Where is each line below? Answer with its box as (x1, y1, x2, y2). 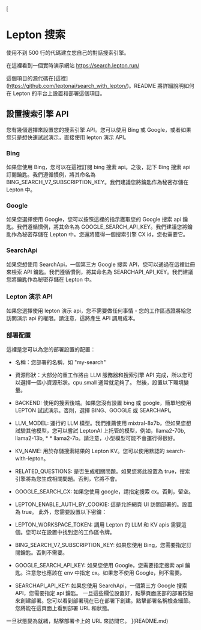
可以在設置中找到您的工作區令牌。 (31, 529, 115, 536)
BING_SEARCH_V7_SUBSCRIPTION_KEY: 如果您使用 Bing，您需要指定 (14, 542, 187, 549)
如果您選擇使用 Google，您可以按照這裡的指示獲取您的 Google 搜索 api (6, 216, 182, 223)
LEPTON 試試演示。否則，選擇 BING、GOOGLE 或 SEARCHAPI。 (14, 407, 175, 414)
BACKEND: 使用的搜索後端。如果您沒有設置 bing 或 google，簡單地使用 (14, 400, 191, 407)
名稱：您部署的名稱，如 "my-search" (14, 359, 106, 366)
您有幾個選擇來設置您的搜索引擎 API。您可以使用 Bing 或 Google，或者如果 (6, 126, 191, 133)
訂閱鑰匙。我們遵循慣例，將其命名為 (6, 171, 96, 178)
